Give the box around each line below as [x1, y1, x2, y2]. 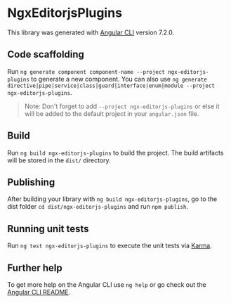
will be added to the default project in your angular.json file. [24, 109, 199, 117]
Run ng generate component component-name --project [7, 67, 165, 75]
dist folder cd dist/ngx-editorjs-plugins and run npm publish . [7, 202, 188, 211]
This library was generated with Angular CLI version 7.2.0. [7, 28, 174, 37]
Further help [7, 262, 63, 273]
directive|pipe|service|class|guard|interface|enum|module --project [7, 82, 216, 89]
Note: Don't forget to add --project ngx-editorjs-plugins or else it [24, 102, 220, 110]
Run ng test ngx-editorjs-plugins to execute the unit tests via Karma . [7, 241, 212, 250]
